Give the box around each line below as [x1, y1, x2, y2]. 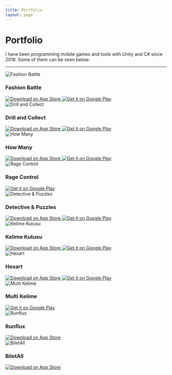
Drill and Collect [5, 114, 46, 121]
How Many [5, 144, 33, 151]
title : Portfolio [5, 7, 42, 13]
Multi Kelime [5, 293, 37, 300]
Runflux [5, 323, 26, 330]
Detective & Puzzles [5, 203, 56, 210]
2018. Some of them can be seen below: [5, 57, 91, 63]
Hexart [5, 263, 23, 270]
